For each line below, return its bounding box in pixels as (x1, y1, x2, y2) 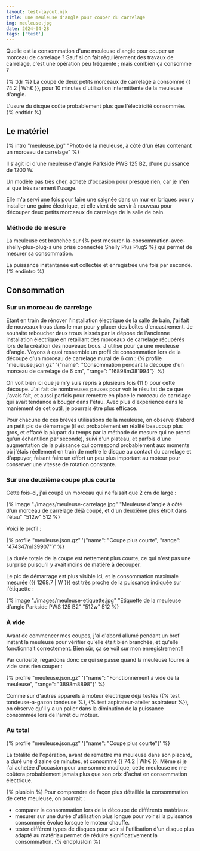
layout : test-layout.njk (6, 8, 68, 15)
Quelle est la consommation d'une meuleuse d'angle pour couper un (6, 47, 175, 54)
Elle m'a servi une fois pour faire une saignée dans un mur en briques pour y (6, 196, 195, 203)
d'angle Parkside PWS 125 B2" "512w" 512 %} (6, 603, 119, 610)
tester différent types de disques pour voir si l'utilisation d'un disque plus (14, 825, 195, 832)
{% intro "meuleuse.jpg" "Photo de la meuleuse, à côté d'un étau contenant (6, 142, 192, 149)
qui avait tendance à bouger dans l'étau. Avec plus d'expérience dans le (6, 398, 184, 405)
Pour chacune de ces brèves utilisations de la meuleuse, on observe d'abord (6, 416, 195, 423)
